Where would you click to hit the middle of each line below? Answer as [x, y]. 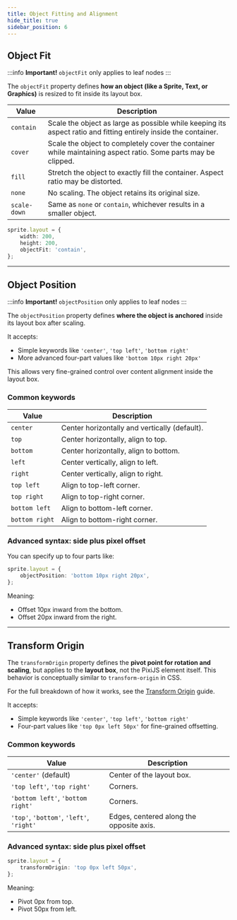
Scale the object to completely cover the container [131, 143]
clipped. [61, 161]
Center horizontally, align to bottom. [120, 451]
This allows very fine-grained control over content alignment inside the [110, 372]
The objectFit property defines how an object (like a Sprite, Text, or [108, 86]
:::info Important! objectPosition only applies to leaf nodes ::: [97, 302]
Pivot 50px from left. [47, 909]
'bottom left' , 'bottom [49, 798]
